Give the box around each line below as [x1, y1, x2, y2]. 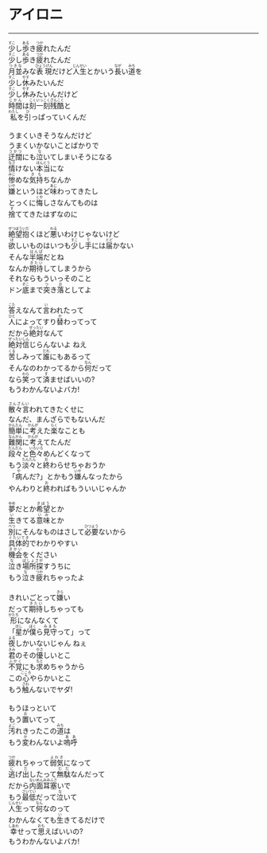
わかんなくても [8, 815, 57, 824]
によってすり [15, 316, 57, 326]
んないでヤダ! [29, 685, 73, 695]
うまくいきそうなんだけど [8, 131, 92, 140]
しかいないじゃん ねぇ [15, 639, 87, 648]
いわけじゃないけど [56, 229, 120, 239]
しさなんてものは [42, 198, 99, 207]
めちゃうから [43, 662, 85, 671]
